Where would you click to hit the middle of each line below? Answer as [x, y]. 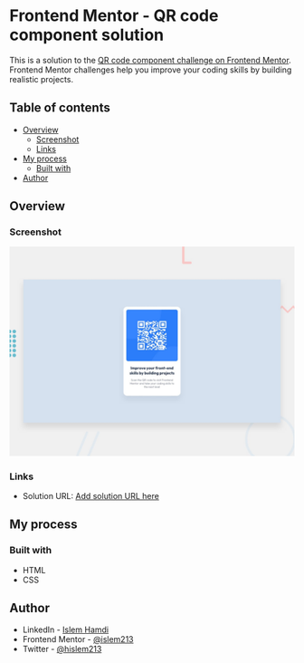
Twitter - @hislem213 [62, 649]
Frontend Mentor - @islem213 [78, 639]
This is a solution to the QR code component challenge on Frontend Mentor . [150, 60]
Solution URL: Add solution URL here [91, 495]
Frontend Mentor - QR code [114, 16]
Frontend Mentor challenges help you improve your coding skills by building [151, 70]
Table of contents [60, 108]
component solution [87, 35]
